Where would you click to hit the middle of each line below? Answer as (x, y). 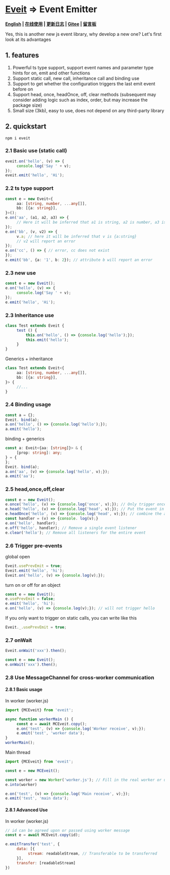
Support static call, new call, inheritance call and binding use (76, 78)
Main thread (18, 753)
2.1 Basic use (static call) (36, 151)
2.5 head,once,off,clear (35, 489)
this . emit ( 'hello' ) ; (47, 340)
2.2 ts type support (29, 188)
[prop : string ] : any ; (39, 453)
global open (18, 556)
